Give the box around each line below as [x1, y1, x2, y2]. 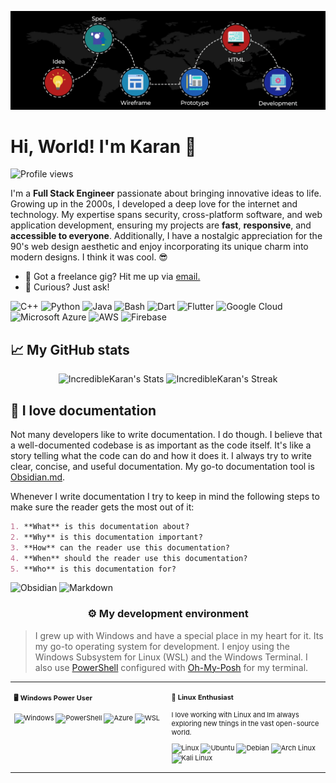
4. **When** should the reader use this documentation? [10, 553, 248, 563]
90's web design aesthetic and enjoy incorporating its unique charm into [10, 241, 309, 253]
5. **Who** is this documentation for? [10, 564, 177, 574]
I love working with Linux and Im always [171, 710, 300, 720]
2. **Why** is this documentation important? [10, 532, 203, 542]
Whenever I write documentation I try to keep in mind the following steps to [10, 491, 320, 503]
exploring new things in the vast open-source [171, 719, 320, 729]
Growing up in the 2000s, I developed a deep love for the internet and [10, 198, 298, 210]
